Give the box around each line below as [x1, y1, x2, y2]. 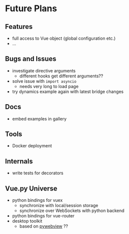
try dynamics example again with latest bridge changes [12, 89, 124, 94]
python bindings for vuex [12, 197, 63, 203]
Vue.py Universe [5, 184, 58, 192]
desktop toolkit [12, 218, 43, 224]
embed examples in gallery [12, 116, 67, 121]
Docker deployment [12, 143, 52, 149]
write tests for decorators [12, 170, 64, 176]
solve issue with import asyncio [12, 78, 77, 84]
